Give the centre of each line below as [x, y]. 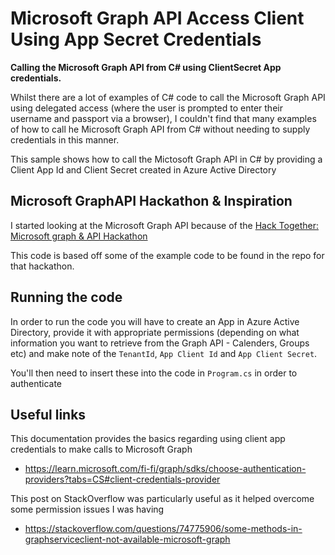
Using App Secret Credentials [136, 39]
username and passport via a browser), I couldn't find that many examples [163, 118]
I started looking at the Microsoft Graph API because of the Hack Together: [164, 225]
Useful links [48, 414]
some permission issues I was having [87, 509]
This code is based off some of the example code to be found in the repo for [167, 255]
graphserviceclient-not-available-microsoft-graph [127, 539]
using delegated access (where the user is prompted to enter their [146, 108]
